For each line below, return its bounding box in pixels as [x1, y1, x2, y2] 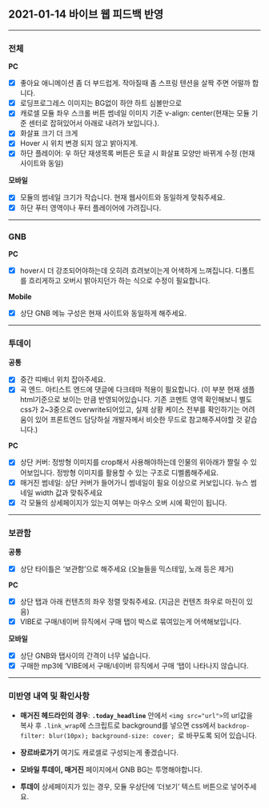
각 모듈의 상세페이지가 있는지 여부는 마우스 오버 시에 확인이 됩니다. [19, 497, 227, 507]
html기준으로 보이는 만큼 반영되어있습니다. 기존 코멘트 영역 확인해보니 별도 [19, 395, 253, 404]
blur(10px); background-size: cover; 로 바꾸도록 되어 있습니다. [49, 730, 258, 740]
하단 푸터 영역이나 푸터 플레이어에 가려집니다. [19, 203, 162, 213]
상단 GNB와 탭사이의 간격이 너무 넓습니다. [19, 651, 151, 660]
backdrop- [217, 721, 251, 730]
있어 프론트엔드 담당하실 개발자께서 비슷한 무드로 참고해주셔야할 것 [34, 415, 243, 424]
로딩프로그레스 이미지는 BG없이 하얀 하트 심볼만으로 [19, 99, 183, 108]
